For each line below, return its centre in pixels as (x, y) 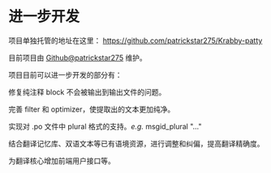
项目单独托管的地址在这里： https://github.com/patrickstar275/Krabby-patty (135, 40)
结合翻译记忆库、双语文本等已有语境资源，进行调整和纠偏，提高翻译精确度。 (136, 143)
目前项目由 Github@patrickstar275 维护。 (78, 57)
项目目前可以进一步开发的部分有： (65, 74)
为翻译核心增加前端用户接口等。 (62, 160)
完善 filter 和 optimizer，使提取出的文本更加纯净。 (92, 109)
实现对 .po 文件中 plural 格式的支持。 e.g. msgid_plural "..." (105, 126)
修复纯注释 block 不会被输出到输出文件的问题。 (87, 92)
